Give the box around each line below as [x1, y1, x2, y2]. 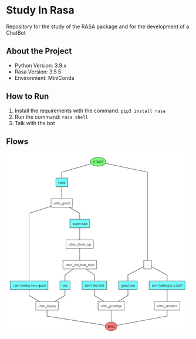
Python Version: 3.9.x [14, 62, 67, 69]
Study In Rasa [6, 4, 75, 17]
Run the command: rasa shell [14, 113, 89, 120]
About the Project [6, 46, 72, 56]
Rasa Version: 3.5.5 [14, 68, 62, 75]
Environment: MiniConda [14, 74, 75, 81]
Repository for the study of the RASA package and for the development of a [6, 23, 190, 30]
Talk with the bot [14, 119, 55, 126]
